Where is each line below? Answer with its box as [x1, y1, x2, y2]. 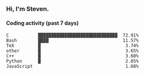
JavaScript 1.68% [6, 64, 139, 70]
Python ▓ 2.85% [6, 58, 139, 64]
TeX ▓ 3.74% [6, 43, 139, 49]
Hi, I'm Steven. [6, 5, 49, 13]
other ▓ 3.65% [6, 48, 139, 54]
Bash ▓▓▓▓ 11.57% [6, 38, 139, 44]
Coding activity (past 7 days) [6, 19, 79, 27]
